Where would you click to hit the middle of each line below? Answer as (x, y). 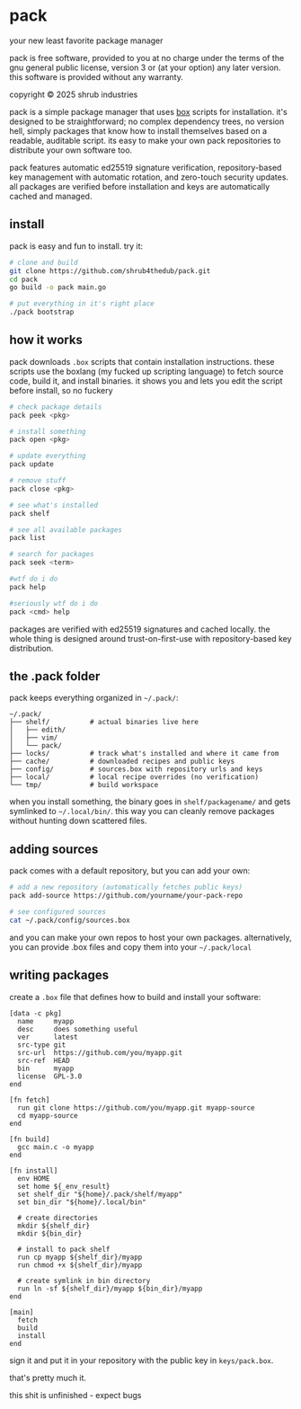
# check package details (56, 407)
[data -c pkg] (36, 1013)
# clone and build (44, 262)
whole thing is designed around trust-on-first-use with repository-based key (150, 638)
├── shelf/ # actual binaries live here (104, 722)
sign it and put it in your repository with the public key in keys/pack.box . (142, 1360)
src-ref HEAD (44, 1060)
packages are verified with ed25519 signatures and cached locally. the (140, 629)
